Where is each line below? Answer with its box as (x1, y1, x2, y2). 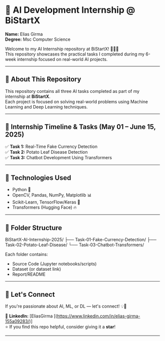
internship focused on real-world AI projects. (17, 56, 108, 62)
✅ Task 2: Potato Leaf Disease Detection (5, 149, 88, 155)
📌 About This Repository (5, 75, 82, 84)
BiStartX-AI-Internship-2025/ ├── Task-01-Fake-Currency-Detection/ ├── (5, 237, 157, 243)
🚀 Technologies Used (5, 173, 71, 182)
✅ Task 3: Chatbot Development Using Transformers (5, 154, 112, 160)
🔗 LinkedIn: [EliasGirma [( (5, 313, 57, 319)
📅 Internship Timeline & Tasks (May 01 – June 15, (5, 123, 156, 131)
